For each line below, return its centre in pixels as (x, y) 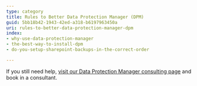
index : (14, 33)
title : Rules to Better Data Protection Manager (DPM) (75, 17)
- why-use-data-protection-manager (50, 39)
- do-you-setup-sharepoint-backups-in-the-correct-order (78, 50)
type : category (25, 11)
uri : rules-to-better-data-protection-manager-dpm (70, 28)
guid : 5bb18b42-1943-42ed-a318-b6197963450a (62, 22)
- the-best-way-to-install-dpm (45, 44)
